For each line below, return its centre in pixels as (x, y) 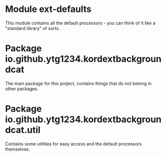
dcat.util (23, 130)
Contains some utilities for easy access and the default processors (74, 144)
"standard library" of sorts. (33, 28)
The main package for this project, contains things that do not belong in (78, 83)
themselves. (18, 149)
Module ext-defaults (48, 9)
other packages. (22, 89)
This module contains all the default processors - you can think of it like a (80, 23)
